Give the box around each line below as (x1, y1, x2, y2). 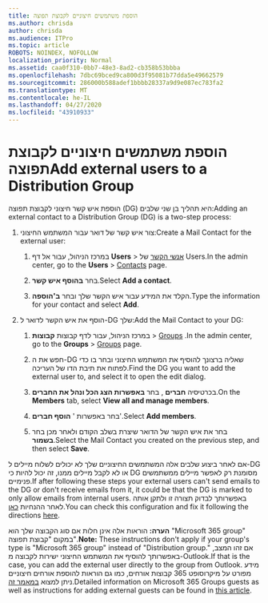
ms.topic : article (8, 42, 70, 50)
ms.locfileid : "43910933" (8, 109, 94, 117)
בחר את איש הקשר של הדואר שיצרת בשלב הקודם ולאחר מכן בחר (31, 426, 228, 436)
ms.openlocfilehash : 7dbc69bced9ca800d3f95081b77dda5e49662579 (8, 71, 224, 79)
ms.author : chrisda (8, 19, 74, 27)
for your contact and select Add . (31, 299, 140, 309)
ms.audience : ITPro (8, 34, 74, 42)
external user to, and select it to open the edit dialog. (31, 372, 206, 381)
